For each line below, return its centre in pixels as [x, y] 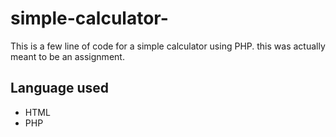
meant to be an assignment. [67, 56]
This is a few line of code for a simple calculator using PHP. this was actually [168, 46]
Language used [60, 88]
